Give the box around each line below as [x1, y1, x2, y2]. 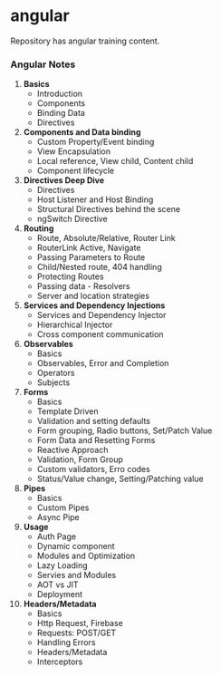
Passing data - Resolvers [36, 281, 130, 292]
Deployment [36, 589, 83, 600]
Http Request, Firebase [36, 618, 123, 629]
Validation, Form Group [36, 454, 123, 465]
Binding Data [36, 108, 85, 119]
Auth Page [36, 531, 76, 542]
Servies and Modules [36, 570, 117, 581]
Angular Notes [10, 58, 76, 71]
